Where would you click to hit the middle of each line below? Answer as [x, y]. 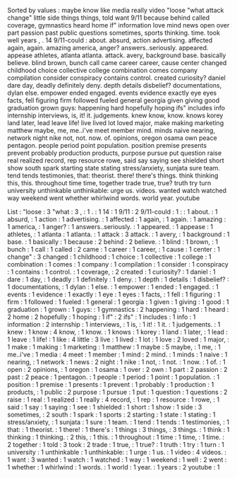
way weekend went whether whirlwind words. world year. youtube [104, 198]
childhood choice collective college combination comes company [103, 70]
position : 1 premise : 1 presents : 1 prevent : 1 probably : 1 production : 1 [111, 384]
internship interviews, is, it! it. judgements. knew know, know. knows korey [115, 115]
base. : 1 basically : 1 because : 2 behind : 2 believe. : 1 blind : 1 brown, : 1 [113, 242]
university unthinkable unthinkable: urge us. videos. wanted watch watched [117, 191]
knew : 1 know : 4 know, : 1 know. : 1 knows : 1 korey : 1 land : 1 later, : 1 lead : [117, 332]
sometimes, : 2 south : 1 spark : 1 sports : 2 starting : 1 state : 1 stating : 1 [111, 414]
